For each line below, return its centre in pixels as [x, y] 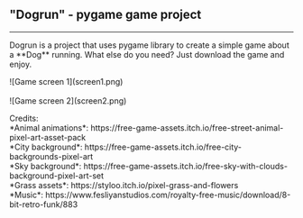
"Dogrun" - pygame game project [106, 15]
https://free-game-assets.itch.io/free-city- [163, 147]
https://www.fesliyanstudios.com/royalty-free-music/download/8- [168, 195]
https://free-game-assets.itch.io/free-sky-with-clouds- [186, 166]
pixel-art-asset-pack [48, 137]
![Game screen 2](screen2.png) [68, 100]
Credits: [24, 118]
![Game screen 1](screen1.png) [66, 81]
